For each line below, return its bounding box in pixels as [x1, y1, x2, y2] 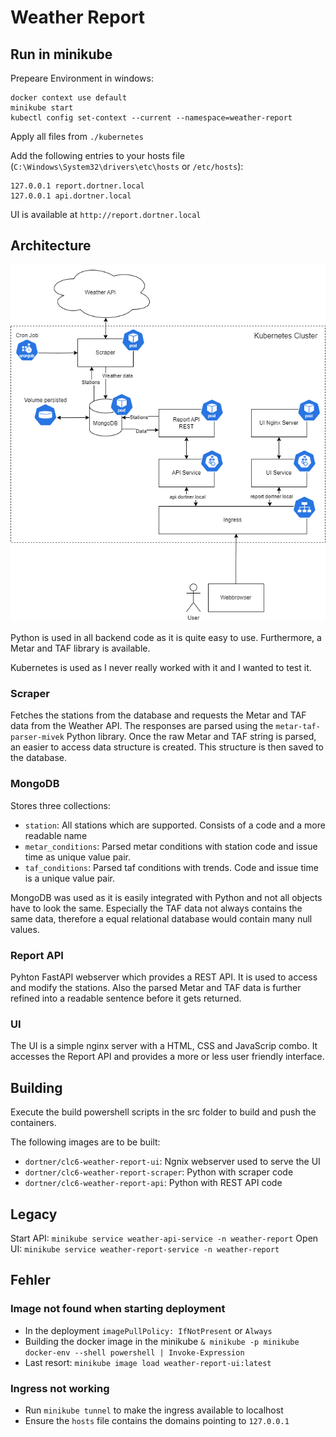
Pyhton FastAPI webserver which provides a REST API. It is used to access [10, 971, 318, 983]
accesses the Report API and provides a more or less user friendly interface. [10, 1051, 325, 1063]
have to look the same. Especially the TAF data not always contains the [10, 902, 303, 914]
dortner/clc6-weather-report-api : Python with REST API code [24, 1177, 283, 1189]
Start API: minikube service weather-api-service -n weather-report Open [10, 1232, 319, 1244]
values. [10, 923, 40, 935]
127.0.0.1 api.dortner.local [10, 191, 132, 201]
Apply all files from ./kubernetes [10, 131, 144, 142]
